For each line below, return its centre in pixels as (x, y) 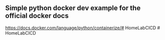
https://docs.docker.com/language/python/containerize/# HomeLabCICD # (83, 28)
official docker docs (37, 16)
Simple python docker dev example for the (73, 8)
